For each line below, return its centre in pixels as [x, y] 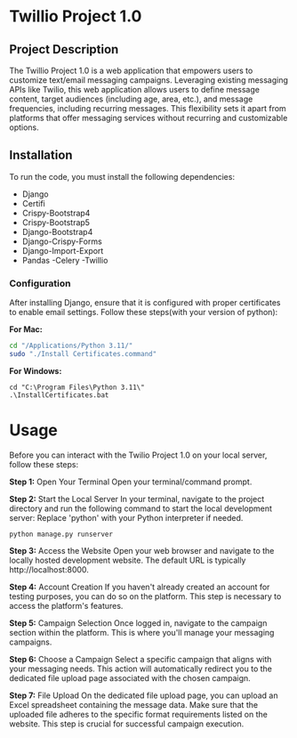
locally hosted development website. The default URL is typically [128, 560]
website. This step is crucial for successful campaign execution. [127, 724]
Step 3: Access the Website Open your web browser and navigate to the [142, 550]
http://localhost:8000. [49, 569]
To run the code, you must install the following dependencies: [122, 176]
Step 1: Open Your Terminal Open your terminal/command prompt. [131, 482]
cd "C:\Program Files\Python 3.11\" [77, 387]
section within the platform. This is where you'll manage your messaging [142, 632]
